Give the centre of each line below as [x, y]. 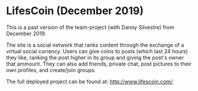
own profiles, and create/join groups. [51, 70]
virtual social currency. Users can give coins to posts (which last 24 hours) [97, 51]
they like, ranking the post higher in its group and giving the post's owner [95, 57]
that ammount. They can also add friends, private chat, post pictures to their [99, 64]
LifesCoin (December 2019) [75, 11]
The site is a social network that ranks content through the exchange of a [95, 45]
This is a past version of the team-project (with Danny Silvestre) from [90, 27]
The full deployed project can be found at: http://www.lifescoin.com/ [90, 82]
